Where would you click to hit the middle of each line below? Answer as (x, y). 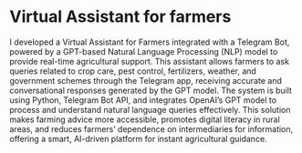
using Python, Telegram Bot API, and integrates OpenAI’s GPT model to (143, 100)
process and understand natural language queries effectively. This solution (150, 109)
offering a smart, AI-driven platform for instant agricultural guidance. (138, 138)
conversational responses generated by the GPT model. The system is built (151, 90)
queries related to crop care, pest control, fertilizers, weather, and (133, 71)
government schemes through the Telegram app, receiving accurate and (146, 80)
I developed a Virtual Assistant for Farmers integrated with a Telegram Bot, (150, 42)
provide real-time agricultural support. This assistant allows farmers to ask (150, 61)
